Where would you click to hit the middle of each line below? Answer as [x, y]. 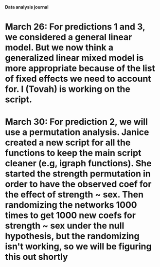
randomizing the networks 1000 [71, 205]
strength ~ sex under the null [65, 226]
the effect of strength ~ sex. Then [74, 195]
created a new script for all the [68, 143]
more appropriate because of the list [80, 68]
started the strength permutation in [78, 174]
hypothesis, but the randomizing [72, 236]
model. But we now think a [59, 48]
